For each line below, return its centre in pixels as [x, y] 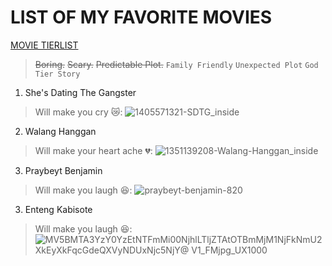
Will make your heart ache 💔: [93, 150]
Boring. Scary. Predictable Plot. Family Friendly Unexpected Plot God [176, 64]
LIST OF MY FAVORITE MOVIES [141, 17]
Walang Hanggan [60, 131]
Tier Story [57, 74]
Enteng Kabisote [58, 209]
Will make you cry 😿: [78, 112]
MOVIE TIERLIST [44, 45]
